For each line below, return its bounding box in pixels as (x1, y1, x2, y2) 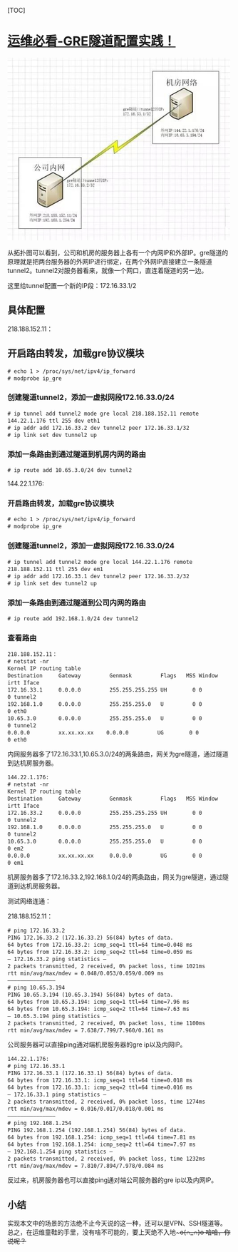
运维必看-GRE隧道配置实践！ (7, 34, 176, 49)
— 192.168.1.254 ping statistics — (7, 1148, 113, 1156)
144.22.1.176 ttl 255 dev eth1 (7, 417, 100, 424)
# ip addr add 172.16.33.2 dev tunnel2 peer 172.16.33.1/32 (7, 424, 190, 431)
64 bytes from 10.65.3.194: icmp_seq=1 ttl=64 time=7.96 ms (7, 998, 190, 1006)
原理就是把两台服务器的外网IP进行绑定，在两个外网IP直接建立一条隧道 (7, 257, 212, 266)
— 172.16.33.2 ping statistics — (7, 955, 107, 963)
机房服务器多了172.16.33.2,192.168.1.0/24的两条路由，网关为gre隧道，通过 (7, 873, 223, 881)
